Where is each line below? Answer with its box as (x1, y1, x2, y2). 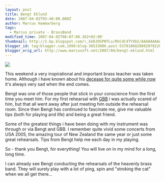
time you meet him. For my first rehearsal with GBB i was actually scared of (5, 96, 157, 102)
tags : (5, 25, 16, 30)
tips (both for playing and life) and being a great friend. (5, 111, 116, 117)
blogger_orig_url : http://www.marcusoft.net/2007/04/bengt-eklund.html (5, 48, 155, 53)
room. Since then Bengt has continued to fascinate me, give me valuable (5, 106, 152, 112)
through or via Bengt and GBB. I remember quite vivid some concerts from (5, 126, 156, 132)
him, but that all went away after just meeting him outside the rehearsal (5, 101, 149, 107)
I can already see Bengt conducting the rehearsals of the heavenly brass (5, 160, 152, 166)
